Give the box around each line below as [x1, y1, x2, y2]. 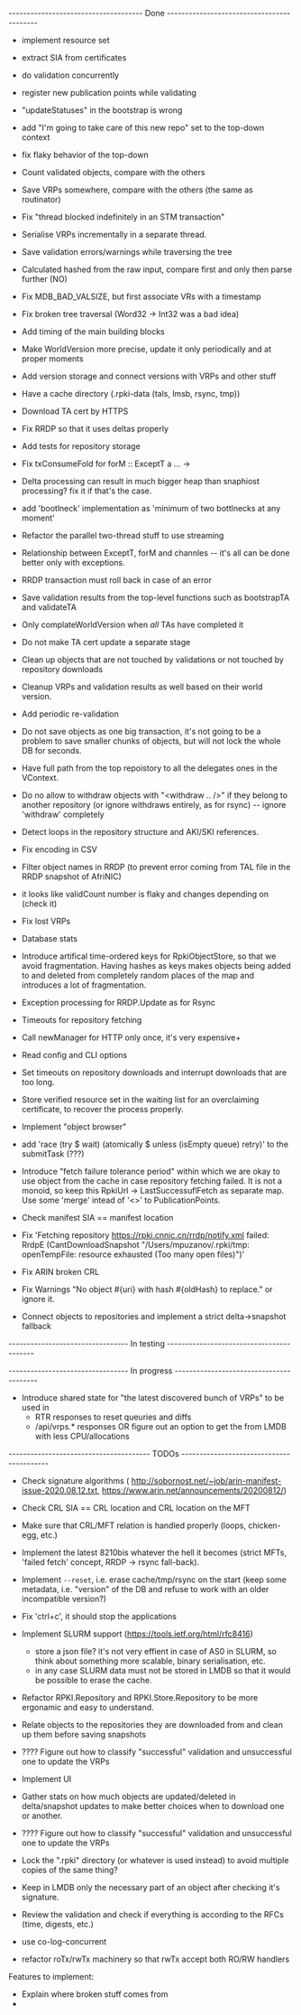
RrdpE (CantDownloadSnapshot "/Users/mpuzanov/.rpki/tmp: [21, 1240, 250, 1250]
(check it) [21, 898, 58, 909]
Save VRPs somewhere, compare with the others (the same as [21, 184, 254, 195]
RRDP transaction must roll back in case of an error [21, 575, 213, 586]
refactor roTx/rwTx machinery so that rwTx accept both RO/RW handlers [21, 1954, 290, 1964]
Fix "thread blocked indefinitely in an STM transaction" [21, 211, 225, 222]
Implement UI [21, 1774, 72, 1784]
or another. [21, 1811, 63, 1821]
